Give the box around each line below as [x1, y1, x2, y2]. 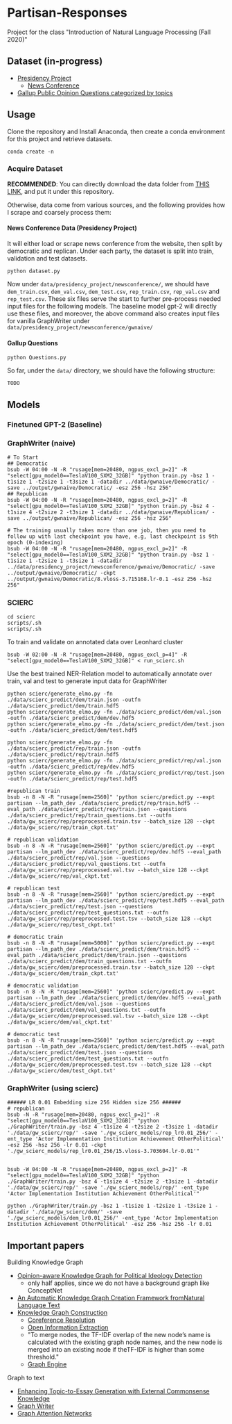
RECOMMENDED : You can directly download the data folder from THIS [7, 179, 210, 188]
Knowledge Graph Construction [17, 1309, 108, 1317]
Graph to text [7, 1374, 45, 1382]
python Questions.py [7, 354, 67, 361]
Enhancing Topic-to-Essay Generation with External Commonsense [17, 1387, 210, 1396]
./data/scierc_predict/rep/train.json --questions [37, 806, 188, 813]
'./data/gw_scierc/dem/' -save [32, 1209, 123, 1216]
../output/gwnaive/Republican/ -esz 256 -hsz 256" [22, 514, 172, 522]
